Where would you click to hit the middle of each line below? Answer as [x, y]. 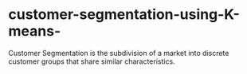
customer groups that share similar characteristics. [92, 61]
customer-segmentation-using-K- [124, 15]
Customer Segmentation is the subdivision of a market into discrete [119, 53]
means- [35, 31]
